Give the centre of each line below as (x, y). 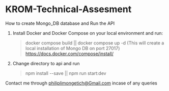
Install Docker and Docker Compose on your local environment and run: (88, 33)
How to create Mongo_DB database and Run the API (60, 23)
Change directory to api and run (46, 63)
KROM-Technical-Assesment (68, 9)
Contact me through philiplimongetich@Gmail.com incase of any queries (81, 83)
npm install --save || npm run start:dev (66, 73)
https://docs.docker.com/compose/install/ (69, 54)
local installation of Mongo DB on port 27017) (73, 48)
